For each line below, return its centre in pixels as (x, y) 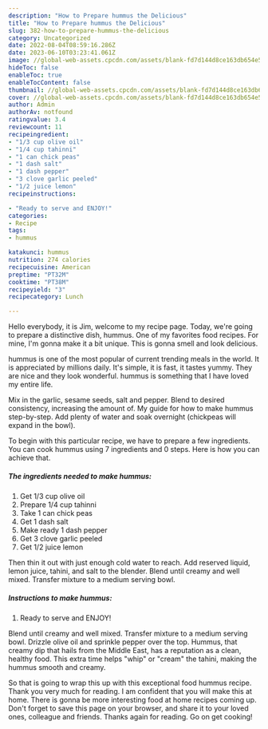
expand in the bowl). (42, 426)
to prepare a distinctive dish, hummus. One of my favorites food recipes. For (134, 335)
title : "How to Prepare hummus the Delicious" (87, 23)
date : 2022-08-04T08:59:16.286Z (62, 46)
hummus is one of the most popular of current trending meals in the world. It (134, 359)
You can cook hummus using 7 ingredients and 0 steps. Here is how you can (134, 450)
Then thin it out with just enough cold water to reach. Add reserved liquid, (129, 563)
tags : (17, 231)
